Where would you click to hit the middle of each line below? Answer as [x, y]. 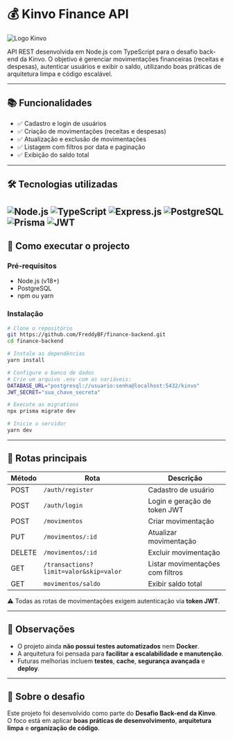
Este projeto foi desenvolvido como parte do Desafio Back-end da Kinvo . [112, 713]
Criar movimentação [181, 521]
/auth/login [63, 505]
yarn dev [20, 430]
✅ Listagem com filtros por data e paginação [81, 147]
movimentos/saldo [72, 583]
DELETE [24, 553]
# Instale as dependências [46, 354]
